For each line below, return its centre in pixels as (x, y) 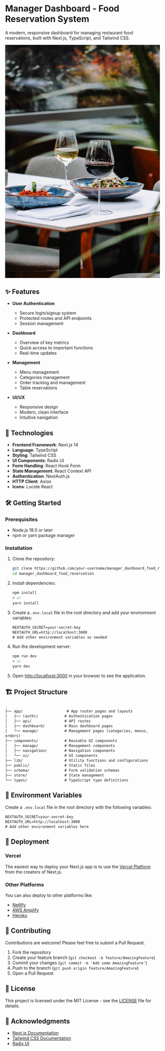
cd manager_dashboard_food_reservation (53, 574)
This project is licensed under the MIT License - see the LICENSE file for (78, 1000)
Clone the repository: (34, 559)
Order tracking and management (53, 383)
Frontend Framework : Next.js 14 (45, 445)
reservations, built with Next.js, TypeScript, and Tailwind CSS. (68, 38)
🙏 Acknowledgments (38, 1021)
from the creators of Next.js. (34, 872)
